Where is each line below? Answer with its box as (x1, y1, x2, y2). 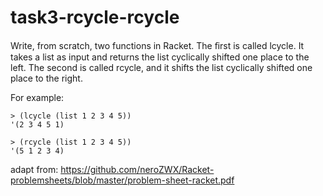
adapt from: (10, 163, 59, 175)
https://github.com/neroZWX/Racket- (60, 163, 215, 175)
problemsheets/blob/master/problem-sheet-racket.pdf (10, 174, 235, 186)
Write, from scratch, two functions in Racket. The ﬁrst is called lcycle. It (10, 39, 305, 51)
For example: (10, 91, 65, 103)
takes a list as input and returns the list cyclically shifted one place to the (10, 51, 310, 63)
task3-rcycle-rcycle (10, 6, 180, 29)
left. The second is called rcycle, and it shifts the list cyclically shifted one (10, 61, 313, 73)
